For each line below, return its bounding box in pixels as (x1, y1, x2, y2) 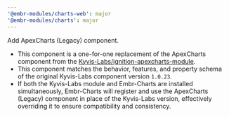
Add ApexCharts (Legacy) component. (7, 36, 119, 44)
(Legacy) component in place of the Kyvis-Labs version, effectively (17, 94, 212, 102)
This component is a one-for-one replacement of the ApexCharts (17, 50, 206, 58)
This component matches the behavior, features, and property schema (17, 64, 223, 73)
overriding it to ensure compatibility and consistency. (17, 102, 171, 110)
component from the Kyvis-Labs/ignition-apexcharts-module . (17, 57, 196, 65)
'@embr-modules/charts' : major (7, 17, 99, 24)
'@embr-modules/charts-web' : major (7, 10, 112, 18)
